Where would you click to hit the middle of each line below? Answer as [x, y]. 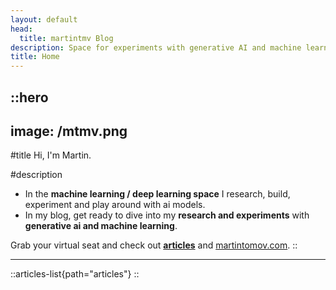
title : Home [35, 57]
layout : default [44, 19]
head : [21, 29]
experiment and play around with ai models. [115, 205]
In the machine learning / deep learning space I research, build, [157, 194]
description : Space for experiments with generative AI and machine [156, 47]
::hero [29, 97]
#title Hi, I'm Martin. [51, 155]
